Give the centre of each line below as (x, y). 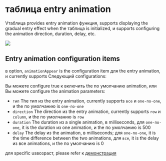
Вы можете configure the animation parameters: (55, 91)
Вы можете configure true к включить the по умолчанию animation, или (81, 85)
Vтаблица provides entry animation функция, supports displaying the (77, 23)
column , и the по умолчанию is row (48, 116)
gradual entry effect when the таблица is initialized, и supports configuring (82, 28)
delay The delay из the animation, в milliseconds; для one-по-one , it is (84, 132)
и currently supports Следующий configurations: (56, 76)
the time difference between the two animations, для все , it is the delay (85, 138)
